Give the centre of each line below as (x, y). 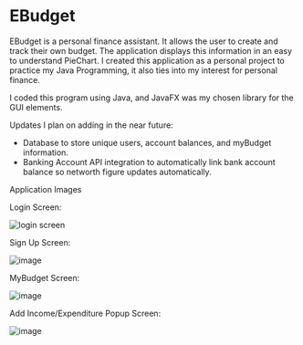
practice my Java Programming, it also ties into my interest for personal (144, 70)
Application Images (46, 189)
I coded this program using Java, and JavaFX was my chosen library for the (151, 98)
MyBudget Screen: (45, 277)
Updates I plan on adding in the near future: (91, 125)
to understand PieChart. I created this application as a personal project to (147, 60)
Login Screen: (36, 207)
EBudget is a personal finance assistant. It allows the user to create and (144, 41)
